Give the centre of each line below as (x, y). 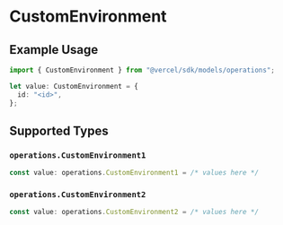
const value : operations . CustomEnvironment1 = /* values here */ (134, 173)
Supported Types (59, 130)
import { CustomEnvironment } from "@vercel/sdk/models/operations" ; (142, 70)
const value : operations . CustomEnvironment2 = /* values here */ (134, 212)
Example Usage (54, 50)
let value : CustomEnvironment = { (74, 86)
